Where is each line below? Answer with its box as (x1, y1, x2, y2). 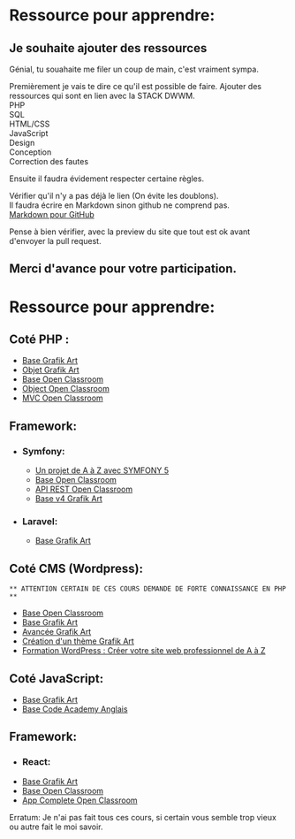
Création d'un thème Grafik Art (21, 636, 134, 646)
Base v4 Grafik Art (34, 493, 103, 504)
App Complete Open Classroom (21, 795, 139, 805)
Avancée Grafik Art (21, 627, 92, 637)
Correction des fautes (9, 156, 89, 166)
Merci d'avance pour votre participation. (9, 262, 237, 277)
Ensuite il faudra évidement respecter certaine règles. (9, 173, 205, 184)
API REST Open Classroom (34, 484, 133, 495)
